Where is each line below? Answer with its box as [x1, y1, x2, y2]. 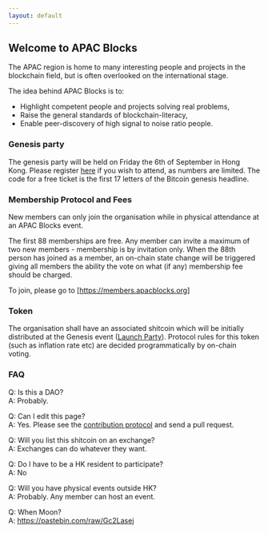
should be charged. [8, 270, 73, 280]
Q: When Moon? [8, 507, 62, 516]
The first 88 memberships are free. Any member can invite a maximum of [8, 237, 250, 246]
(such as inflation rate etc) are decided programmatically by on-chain [8, 340, 238, 350]
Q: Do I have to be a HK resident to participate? [8, 459, 164, 468]
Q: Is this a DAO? [8, 387, 64, 396]
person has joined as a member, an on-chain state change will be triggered [8, 253, 256, 263]
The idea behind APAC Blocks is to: [8, 86, 125, 96]
